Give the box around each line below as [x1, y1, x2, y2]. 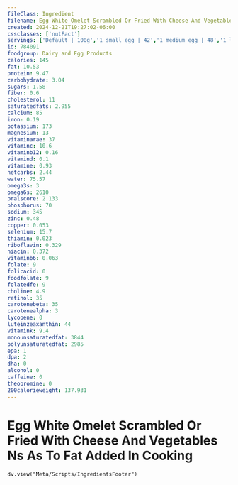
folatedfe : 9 [7, 281, 46, 288]
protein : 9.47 [7, 70, 50, 77]
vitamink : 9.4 [7, 327, 50, 334]
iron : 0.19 [7, 116, 40, 123]
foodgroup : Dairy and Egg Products [7, 50, 113, 58]
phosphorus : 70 [7, 202, 52, 209]
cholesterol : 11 [7, 97, 55, 104]
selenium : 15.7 [7, 228, 52, 235]
